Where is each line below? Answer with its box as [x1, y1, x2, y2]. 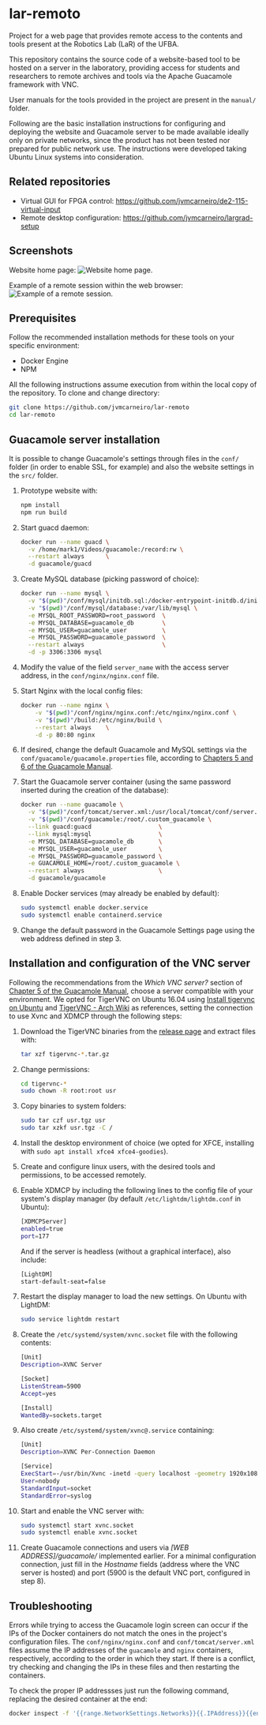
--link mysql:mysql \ [28, 830, 163, 838]
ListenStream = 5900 [20, 1382, 81, 1390]
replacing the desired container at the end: [9, 1694, 148, 1704]
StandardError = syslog [20, 1491, 92, 1500]
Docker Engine [20, 356, 69, 366]
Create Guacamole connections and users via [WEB [20, 1543, 189, 1552]
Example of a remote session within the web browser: [9, 280, 184, 290]
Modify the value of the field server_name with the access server [20, 662, 230, 672]
